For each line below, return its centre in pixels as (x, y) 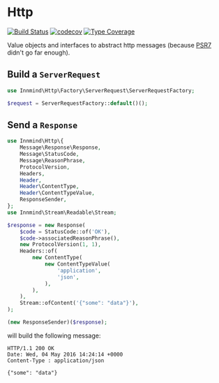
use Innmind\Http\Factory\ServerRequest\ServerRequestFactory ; (101, 91)
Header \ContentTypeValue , (58, 193)
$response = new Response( (46, 225)
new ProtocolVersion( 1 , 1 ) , (60, 245)
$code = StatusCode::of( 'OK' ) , (65, 231)
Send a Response (43, 125)
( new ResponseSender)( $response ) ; (58, 322)
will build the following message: (54, 335)
